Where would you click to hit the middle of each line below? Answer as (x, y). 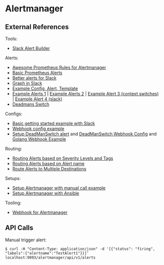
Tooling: (13, 203)
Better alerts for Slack (34, 78)
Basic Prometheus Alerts (37, 73)
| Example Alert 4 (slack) (37, 99)
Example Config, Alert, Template (45, 88)
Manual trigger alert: (26, 240)
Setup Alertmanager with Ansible (46, 193)
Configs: (14, 114)
